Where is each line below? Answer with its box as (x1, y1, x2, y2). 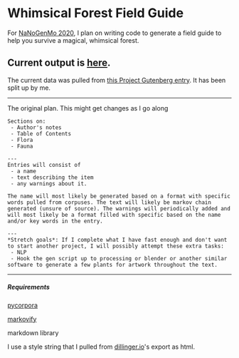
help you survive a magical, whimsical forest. (7, 36, 139, 44)
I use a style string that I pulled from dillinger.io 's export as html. (7, 342, 196, 351)
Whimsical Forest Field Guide (7, 5, 184, 21)
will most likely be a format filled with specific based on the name (7, 211, 221, 218)
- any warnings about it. (10, 180, 87, 187)
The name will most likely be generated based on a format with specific (7, 193, 231, 200)
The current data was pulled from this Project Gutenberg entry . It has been (7, 76, 226, 84)
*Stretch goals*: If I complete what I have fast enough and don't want (7, 236, 228, 243)
